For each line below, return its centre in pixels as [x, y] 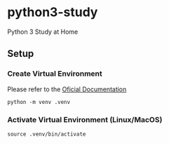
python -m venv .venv [39, 102]
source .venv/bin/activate [47, 134]
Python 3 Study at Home [43, 32]
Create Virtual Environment [55, 74]
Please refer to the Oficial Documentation [67, 89]
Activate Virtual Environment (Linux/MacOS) [85, 119]
